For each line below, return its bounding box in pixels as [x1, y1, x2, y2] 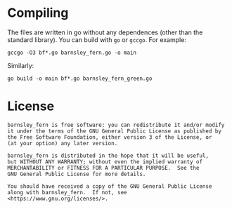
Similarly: [7, 61, 34, 69]
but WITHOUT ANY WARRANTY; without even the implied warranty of [7, 158, 202, 166]
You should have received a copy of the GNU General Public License [7, 182, 212, 190]
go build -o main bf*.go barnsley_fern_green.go [7, 75, 153, 82]
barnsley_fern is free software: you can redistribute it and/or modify [7, 121, 225, 128]
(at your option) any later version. [7, 140, 118, 147]
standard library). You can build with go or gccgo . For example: [7, 35, 186, 43]
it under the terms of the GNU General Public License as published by [7, 128, 221, 135]
